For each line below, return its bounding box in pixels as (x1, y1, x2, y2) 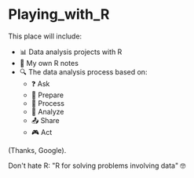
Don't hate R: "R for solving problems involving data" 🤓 (8, 161, 186, 170)
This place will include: (8, 31, 82, 41)
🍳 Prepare (31, 90, 64, 100)
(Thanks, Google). (8, 145, 67, 154)
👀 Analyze (31, 107, 64, 116)
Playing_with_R (8, 5, 110, 24)
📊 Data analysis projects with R (19, 47, 123, 56)
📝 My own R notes (19, 58, 79, 67)
